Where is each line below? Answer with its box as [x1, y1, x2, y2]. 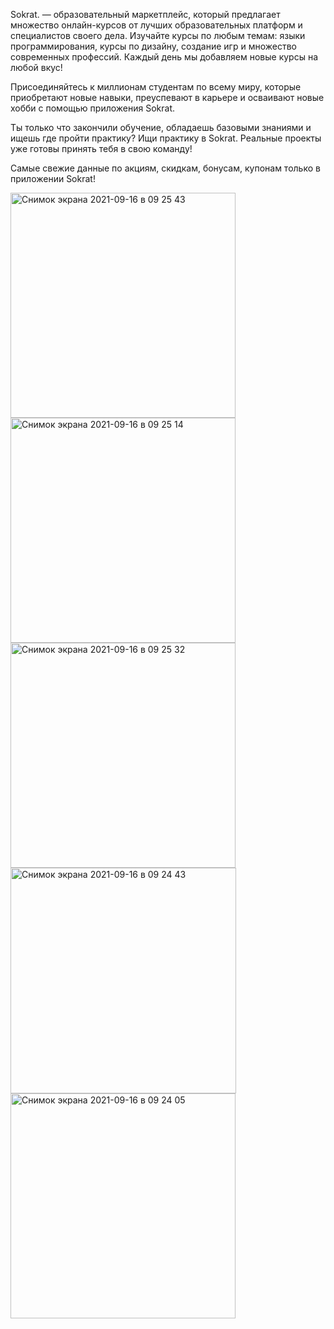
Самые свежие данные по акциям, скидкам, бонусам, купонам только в [10, 162, 321, 174]
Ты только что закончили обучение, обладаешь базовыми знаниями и [10, 122, 312, 133]
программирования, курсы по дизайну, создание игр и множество [10, 40, 297, 52]
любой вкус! [10, 62, 63, 73]
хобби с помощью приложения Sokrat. [10, 102, 175, 114]
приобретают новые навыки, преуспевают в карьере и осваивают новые [10, 92, 325, 103]
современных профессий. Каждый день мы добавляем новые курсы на [10, 51, 318, 63]
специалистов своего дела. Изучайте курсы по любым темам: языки [10, 30, 306, 41]
